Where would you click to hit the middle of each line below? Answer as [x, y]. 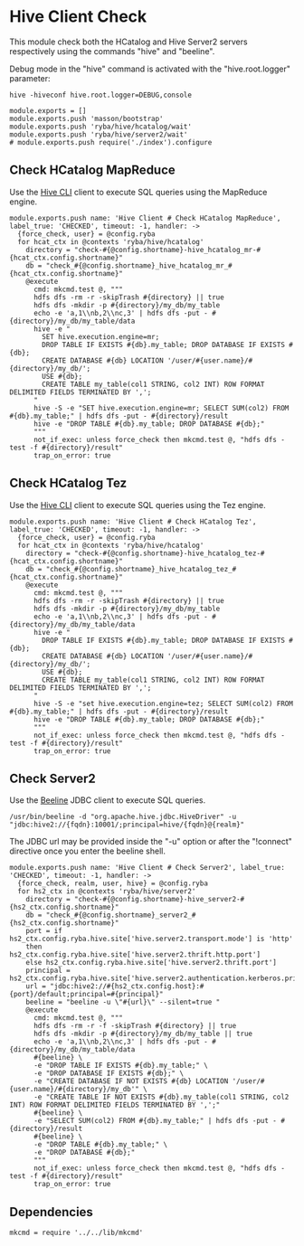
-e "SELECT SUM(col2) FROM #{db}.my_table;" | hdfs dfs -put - [155, 1121]
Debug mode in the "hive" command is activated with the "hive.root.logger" [150, 69]
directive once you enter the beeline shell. [87, 851]
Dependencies [51, 1212]
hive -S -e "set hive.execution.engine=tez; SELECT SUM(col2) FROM [163, 703]
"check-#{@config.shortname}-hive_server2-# [159, 900]
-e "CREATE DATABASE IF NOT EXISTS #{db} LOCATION [131, 1081]
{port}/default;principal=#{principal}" [87, 995]
